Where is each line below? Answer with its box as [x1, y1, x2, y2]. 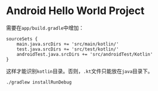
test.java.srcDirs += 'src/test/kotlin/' [16, 46, 119, 52]
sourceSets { [6, 36, 38, 42]
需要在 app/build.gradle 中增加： [6, 24, 84, 31]
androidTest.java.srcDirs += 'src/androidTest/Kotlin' [16, 51, 153, 57]
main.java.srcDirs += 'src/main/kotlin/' [16, 41, 119, 47]
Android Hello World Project [6, 4, 145, 18]
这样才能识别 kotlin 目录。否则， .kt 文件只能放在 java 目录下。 [6, 68, 153, 75]
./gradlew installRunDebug [6, 79, 72, 85]
